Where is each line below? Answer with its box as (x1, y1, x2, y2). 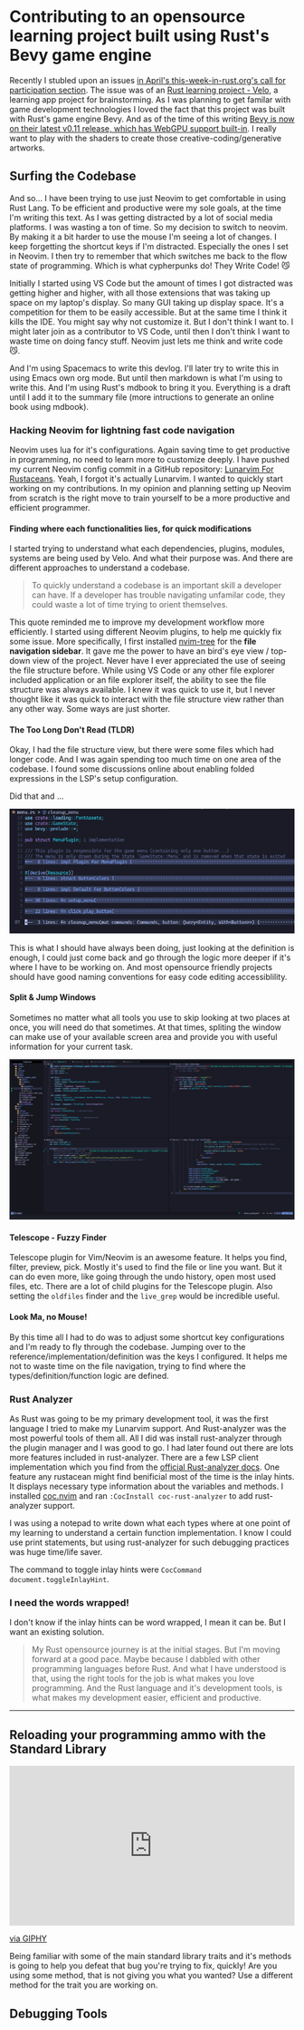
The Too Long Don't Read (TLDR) (9, 724, 136, 735)
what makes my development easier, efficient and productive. (31, 1693, 261, 1704)
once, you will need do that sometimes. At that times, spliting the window (9, 1022, 282, 1033)
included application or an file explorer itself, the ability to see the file (9, 675, 267, 685)
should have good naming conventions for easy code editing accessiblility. (9, 971, 288, 982)
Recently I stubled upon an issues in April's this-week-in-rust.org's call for (9, 74, 287, 85)
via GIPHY (9, 1933, 48, 1944)
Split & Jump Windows (9, 992, 97, 1003)
